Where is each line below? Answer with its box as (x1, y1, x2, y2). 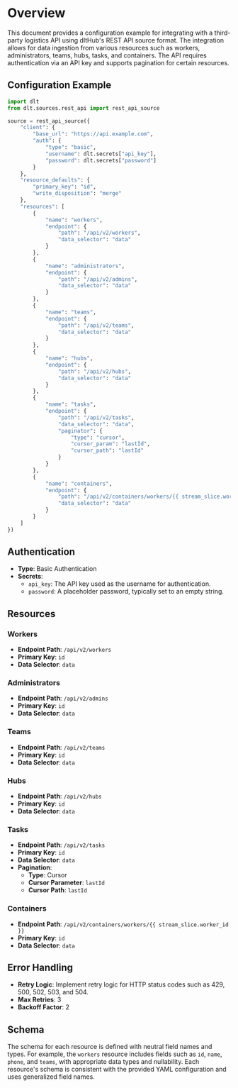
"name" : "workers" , (45, 216, 103, 223)
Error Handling (7, 962, 73, 973)
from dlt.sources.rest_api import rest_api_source (7, 104, 160, 111)
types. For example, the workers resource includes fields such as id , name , (7, 1050, 222, 1058)
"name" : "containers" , (45, 480, 113, 487)
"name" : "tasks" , (45, 401, 97, 409)
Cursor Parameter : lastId (28, 878, 105, 887)
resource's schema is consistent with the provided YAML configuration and (7, 1065, 227, 1074)
